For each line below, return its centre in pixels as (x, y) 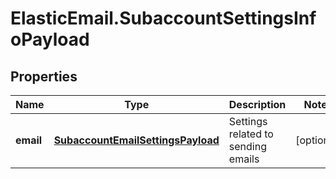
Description (257, 104)
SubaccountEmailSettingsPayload (136, 140)
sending (247, 146)
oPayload (50, 39)
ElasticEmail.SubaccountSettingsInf (163, 18)
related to (251, 134)
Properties (44, 76)
